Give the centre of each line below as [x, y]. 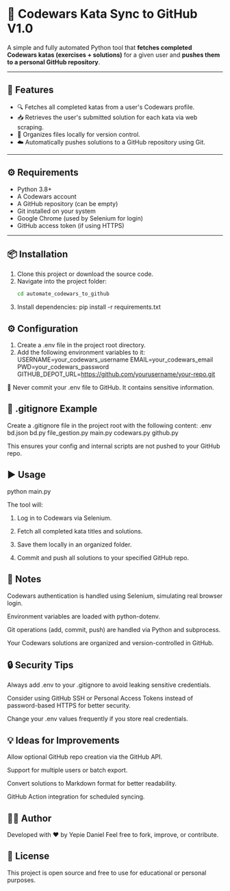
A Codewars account [47, 196]
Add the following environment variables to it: [81, 353]
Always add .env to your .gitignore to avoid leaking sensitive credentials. [109, 685]
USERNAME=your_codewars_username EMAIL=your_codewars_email [115, 360]
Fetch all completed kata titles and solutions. [80, 531]
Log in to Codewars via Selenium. [64, 518]
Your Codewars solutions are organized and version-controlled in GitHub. [111, 642]
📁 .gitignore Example [52, 409]
